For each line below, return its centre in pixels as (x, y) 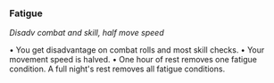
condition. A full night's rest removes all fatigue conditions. (117, 69)
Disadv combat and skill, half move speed (87, 33)
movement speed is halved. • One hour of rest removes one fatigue (133, 60)
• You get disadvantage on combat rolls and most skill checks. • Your (137, 50)
